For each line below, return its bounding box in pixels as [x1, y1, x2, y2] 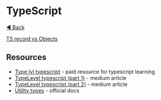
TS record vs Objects [6, 35, 58, 42]
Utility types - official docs [14, 87, 80, 94]
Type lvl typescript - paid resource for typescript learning [14, 68, 155, 75]
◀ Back [6, 24, 25, 31]
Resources [6, 52, 47, 63]
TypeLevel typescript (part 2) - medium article [14, 80, 128, 88]
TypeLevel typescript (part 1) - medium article [14, 74, 127, 81]
